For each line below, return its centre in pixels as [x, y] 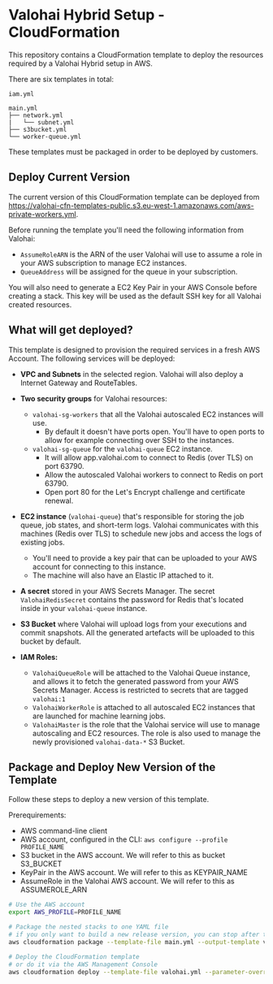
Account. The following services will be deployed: [92, 358]
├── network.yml [36, 115]
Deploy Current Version [69, 178]
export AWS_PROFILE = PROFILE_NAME [65, 912]
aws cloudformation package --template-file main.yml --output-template [134, 942]
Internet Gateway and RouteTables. [79, 383]
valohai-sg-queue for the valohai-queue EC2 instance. [122, 449]
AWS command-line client [64, 831]
